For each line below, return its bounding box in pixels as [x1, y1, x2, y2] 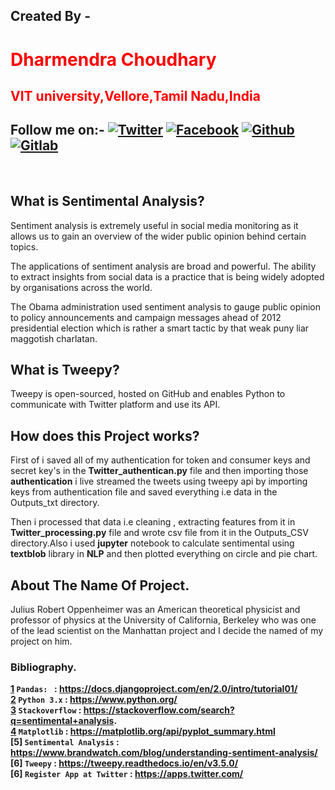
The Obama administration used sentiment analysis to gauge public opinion [10, 300, 321, 313]
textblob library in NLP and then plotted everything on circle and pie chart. [10, 548, 318, 560]
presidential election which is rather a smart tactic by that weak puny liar [10, 322, 310, 334]
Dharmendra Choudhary [10, 48, 217, 71]
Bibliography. [10, 660, 77, 674]
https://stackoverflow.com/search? [83, 704, 235, 716]
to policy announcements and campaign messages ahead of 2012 [10, 311, 282, 323]
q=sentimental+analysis [10, 715, 115, 727]
